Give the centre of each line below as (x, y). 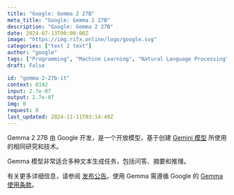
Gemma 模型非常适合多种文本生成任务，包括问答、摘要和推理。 (99, 161)
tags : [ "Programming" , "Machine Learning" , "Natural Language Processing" (118, 59)
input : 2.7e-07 (29, 91)
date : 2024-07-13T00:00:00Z (48, 33)
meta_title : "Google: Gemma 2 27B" (59, 20)
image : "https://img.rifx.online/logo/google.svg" (82, 40)
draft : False (26, 65)
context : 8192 (28, 84)
